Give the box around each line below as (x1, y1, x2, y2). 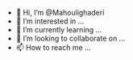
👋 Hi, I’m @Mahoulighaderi (15, 8, 105, 17)
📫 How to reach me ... (15, 43, 91, 52)
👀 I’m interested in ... (15, 16, 85, 26)
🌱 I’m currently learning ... (15, 25, 102, 34)
